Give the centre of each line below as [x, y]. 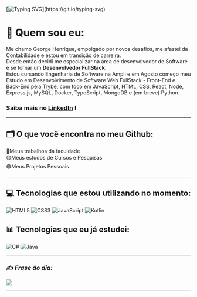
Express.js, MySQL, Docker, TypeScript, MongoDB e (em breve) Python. [93, 92]
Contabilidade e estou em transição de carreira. [64, 55]
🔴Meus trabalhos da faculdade [43, 151]
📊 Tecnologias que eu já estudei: [68, 230]
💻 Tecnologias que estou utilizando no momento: [98, 193]
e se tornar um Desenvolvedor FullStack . [56, 67]
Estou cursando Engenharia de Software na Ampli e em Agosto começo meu [98, 74]
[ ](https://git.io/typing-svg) [56, 9]
